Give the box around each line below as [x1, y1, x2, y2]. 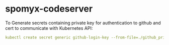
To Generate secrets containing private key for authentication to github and [5, 20, 161, 26]
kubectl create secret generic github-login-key [5, 35, 109, 40]
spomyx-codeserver [5, 3, 93, 15]
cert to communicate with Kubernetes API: [5, 25, 93, 31]
